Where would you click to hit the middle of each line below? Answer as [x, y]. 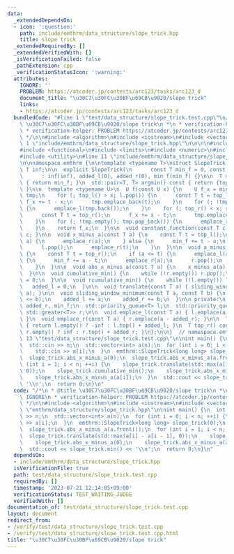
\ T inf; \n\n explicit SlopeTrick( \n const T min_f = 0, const [123, 169]
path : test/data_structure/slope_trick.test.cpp [85, 475]
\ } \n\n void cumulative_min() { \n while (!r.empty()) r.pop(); [123, 273]
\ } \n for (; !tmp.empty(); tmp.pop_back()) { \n [101, 221]
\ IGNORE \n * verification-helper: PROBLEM [84, 397]
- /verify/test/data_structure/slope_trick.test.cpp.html [93, 533]
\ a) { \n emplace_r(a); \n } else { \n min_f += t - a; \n [123, 241]
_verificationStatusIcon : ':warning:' [70, 72]
